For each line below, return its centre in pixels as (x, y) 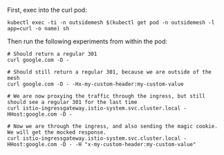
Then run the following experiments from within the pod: (87, 41)
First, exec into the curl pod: (47, 10)
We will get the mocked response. (57, 132)
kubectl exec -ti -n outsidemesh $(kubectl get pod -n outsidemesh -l (111, 23)
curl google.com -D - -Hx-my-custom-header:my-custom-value (96, 84)
